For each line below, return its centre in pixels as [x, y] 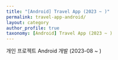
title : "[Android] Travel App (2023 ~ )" [58, 11]
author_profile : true [33, 28]
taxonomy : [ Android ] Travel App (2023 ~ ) [59, 34]
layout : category [28, 22]
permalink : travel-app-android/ [46, 17]
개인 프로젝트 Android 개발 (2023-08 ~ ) [54, 51]
